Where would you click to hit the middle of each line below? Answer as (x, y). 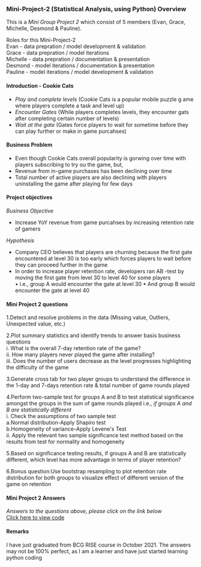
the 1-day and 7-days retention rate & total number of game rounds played (98, 386)
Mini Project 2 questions (37, 304)
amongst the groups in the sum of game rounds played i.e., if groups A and (99, 404)
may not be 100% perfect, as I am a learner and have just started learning (97, 551)
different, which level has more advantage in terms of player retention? (94, 460)
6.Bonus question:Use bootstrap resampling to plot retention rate (86, 471)
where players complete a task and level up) (70, 105)
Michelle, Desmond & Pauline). (44, 28)
